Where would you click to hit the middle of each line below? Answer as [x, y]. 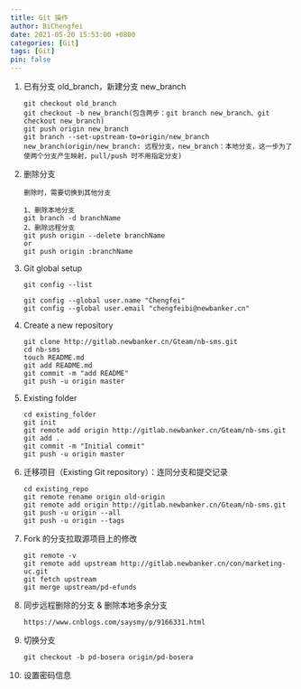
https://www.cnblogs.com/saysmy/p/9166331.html [114, 622]
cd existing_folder [60, 414]
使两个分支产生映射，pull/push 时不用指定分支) [103, 156]
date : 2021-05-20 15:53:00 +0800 [73, 34]
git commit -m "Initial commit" [84, 446]
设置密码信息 [47, 675]
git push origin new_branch [76, 129]
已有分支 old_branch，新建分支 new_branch [105, 86]
